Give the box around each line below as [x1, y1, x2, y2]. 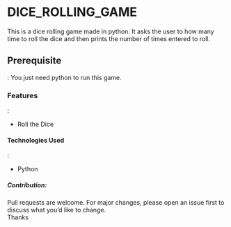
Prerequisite [7, 55, 62, 67]
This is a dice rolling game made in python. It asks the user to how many [7, 27, 214, 36]
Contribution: [7, 180, 47, 189]
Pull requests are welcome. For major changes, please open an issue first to [7, 198, 225, 207]
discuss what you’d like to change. [7, 206, 106, 214]
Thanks [7, 213, 29, 221]
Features [7, 91, 38, 100]
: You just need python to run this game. [7, 73, 122, 81]
